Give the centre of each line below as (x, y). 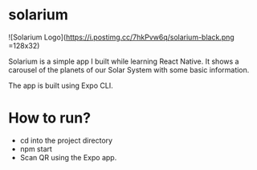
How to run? (49, 118)
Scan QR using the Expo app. (68, 157)
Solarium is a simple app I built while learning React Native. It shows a (124, 61)
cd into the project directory (66, 140)
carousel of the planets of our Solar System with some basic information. (129, 69)
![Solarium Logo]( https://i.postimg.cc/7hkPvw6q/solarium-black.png (121, 37)
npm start (36, 149)
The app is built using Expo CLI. (61, 85)
